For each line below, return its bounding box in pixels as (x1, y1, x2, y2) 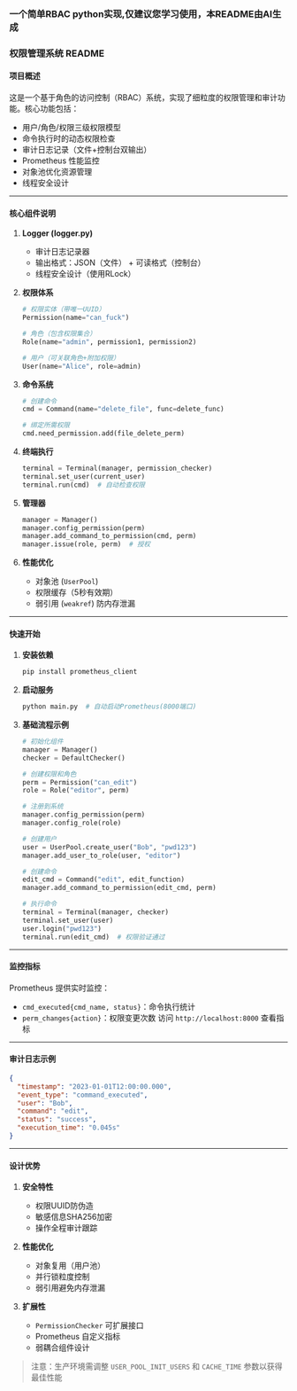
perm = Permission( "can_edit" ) (21, 778, 138, 786)
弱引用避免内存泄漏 (34, 1283, 106, 1293)
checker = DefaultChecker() (21, 754, 126, 762)
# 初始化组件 (21, 738, 64, 746)
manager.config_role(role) (21, 818, 122, 828)
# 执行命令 (21, 900, 57, 909)
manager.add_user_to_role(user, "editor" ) (21, 851, 181, 860)
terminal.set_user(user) (21, 916, 114, 925)
